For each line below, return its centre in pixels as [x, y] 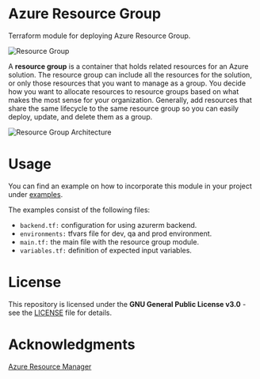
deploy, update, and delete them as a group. [80, 116]
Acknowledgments [72, 344]
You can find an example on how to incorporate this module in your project [130, 186]
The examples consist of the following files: [79, 210]
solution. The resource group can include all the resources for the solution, [130, 74]
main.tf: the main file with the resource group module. [109, 241]
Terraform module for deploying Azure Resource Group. [99, 36]
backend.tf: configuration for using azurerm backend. [108, 225]
